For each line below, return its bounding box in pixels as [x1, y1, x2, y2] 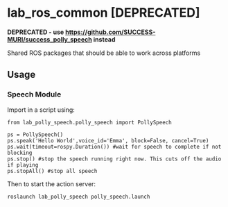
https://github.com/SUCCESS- [64, 28, 156, 36]
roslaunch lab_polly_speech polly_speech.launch [7, 193, 150, 200]
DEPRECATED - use [7, 28, 64, 36]
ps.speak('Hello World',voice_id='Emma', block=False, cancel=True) [7, 137, 209, 144]
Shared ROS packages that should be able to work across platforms [7, 49, 201, 57]
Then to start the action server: [7, 179, 96, 188]
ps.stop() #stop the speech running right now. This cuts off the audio [7, 155, 222, 163]
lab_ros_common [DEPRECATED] [7, 5, 200, 21]
